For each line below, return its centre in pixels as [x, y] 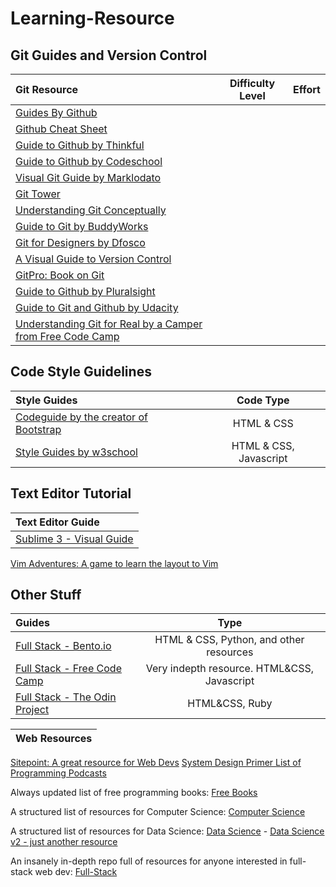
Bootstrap [38, 429]
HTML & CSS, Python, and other [229, 640]
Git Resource [47, 89]
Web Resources [54, 739]
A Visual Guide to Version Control [93, 259]
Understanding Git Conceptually [91, 210]
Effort [307, 89]
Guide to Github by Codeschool [89, 161]
